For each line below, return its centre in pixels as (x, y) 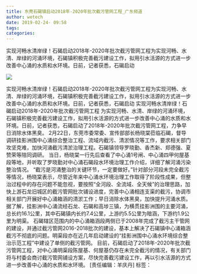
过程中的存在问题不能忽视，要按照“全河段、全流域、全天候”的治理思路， (98, 184)
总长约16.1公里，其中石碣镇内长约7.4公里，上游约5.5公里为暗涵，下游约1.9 (95, 214)
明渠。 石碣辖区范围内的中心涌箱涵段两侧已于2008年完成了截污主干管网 (103, 221)
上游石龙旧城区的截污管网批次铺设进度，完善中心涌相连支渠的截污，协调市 (101, 192)
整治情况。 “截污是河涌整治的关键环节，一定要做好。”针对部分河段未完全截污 (98, 170)
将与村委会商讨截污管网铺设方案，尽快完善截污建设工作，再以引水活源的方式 (98, 258)
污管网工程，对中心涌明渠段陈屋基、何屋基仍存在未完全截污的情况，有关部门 (98, 251)
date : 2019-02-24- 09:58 (36, 22)
